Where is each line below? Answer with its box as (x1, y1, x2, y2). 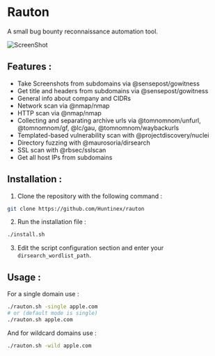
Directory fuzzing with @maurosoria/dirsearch (17, 138, 151, 147)
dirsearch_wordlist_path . (17, 251, 92, 259)
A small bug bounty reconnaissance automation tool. (7, 27, 159, 35)
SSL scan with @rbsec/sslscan (17, 145, 106, 154)
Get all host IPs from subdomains (17, 153, 113, 161)
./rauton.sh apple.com (7, 316, 73, 323)
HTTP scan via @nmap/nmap (17, 108, 102, 117)
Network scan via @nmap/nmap (17, 102, 110, 110)
